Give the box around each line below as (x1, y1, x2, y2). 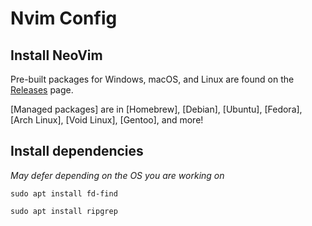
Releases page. (10, 84, 74, 96)
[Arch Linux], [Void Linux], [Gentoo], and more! (10, 114, 204, 126)
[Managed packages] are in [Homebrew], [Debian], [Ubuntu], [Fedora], (10, 103, 303, 115)
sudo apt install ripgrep (10, 206, 118, 216)
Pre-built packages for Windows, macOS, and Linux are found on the (10, 73, 295, 85)
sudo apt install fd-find (10, 188, 118, 199)
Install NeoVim (10, 47, 103, 64)
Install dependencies (10, 143, 144, 160)
